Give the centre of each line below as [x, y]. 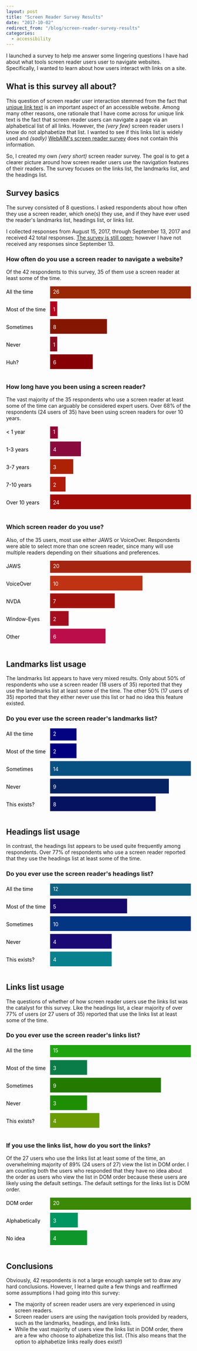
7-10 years [19, 485]
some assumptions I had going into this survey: [63, 1293]
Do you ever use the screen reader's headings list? [80, 874]
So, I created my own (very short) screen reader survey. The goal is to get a [98, 156]
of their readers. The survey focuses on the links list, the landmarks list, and [98, 168]
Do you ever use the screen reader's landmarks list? [82, 718]
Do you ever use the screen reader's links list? [73, 1035]
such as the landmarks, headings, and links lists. [73, 1323]
